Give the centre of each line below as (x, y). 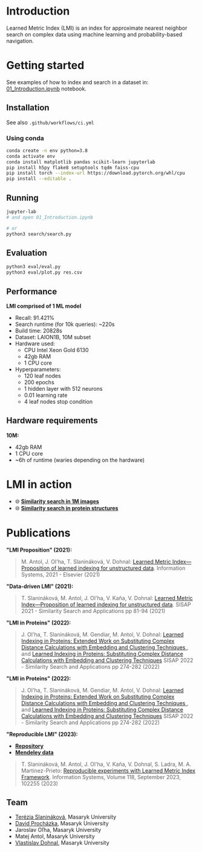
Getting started (45, 66)
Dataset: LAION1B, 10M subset (53, 337)
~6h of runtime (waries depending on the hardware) (80, 460)
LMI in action (39, 484)
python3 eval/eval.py (34, 267)
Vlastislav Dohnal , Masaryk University (62, 843)
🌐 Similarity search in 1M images (57, 501)
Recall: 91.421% (34, 317)
